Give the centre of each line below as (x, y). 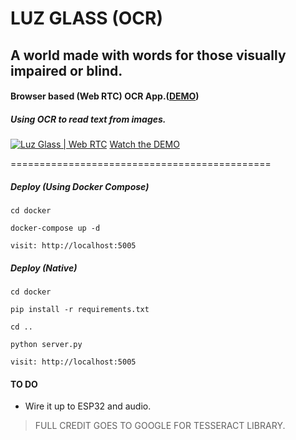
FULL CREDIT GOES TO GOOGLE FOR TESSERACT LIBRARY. (160, 426)
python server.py (46, 345)
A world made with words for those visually (148, 55)
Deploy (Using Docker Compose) (80, 186)
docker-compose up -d (55, 228)
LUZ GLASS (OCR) (86, 18)
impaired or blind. (66, 70)
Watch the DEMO (144, 144)
